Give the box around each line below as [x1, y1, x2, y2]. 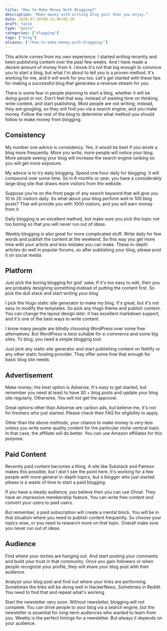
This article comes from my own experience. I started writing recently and [5, 53, 157, 59]
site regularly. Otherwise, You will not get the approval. [5, 395, 118, 401]
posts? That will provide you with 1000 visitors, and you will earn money [5, 200, 153, 206]
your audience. [5, 620, 36, 626]
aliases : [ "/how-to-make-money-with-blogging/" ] [5, 40, 108, 45]
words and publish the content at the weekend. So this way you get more [5, 236, 156, 242]
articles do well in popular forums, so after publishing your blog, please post [5, 246, 162, 252]
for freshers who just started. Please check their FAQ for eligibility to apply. [5, 410, 160, 416]
